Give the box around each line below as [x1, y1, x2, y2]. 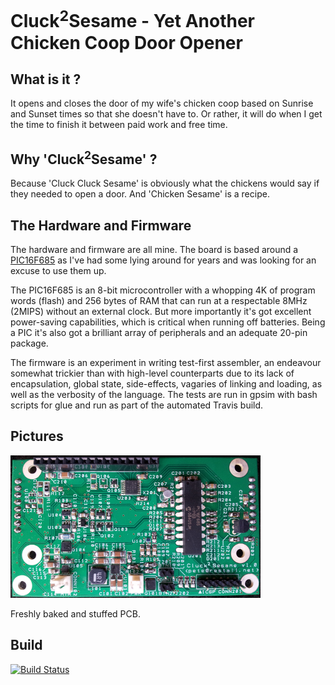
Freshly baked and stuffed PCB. [10, 607, 141, 620]
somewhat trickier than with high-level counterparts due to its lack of [10, 367, 295, 379]
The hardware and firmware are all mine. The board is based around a [10, 243, 299, 255]
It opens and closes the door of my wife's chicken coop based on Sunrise [10, 97, 314, 110]
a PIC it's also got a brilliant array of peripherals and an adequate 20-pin [10, 326, 308, 338]
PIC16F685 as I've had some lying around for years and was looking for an [10, 254, 317, 266]
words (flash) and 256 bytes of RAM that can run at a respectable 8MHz [10, 294, 308, 306]
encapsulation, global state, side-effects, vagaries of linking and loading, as [10, 377, 323, 390]
